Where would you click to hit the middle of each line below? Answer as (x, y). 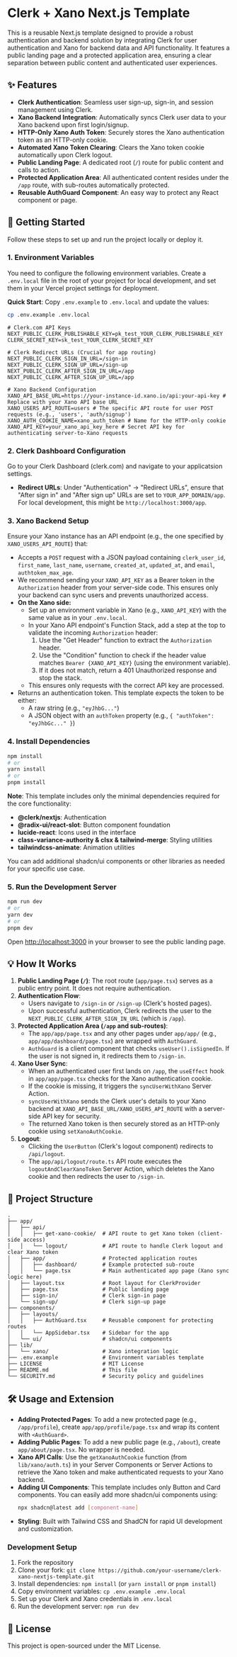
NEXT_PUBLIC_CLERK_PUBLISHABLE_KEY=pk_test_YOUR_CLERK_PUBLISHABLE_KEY (115, 334)
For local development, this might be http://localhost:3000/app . (112, 503)
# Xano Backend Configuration (52, 390)
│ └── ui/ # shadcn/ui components (90, 1339)
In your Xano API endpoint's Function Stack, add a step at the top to (127, 626)
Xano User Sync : (43, 1063)
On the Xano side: (44, 603)
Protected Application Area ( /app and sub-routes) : (93, 1026)
